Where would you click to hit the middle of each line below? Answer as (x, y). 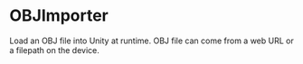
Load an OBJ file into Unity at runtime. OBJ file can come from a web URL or (151, 41)
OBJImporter (59, 16)
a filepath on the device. (54, 50)
